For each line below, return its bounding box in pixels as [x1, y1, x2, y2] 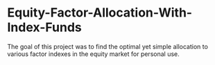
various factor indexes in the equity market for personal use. [7, 50, 180, 58]
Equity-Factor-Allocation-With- [7, 5, 193, 21]
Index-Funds [7, 19, 82, 35]
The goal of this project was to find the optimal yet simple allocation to [7, 42, 208, 50]
